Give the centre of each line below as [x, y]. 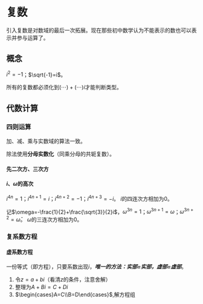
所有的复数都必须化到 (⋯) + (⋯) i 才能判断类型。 [64, 87]
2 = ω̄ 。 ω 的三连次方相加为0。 [44, 219]
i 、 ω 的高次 [20, 184]
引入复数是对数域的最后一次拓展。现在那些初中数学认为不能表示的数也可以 [99, 30]
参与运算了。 [33, 37]
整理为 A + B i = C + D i [41, 287]
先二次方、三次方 [27, 169]
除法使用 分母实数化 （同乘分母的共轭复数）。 [60, 154]
